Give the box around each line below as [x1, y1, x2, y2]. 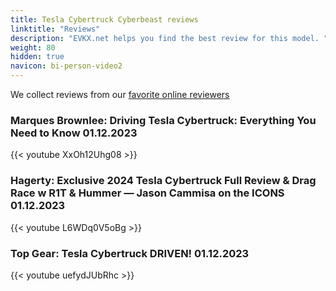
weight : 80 [10, 42, 56, 53]
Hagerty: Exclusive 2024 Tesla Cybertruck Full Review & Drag [10, 174, 317, 188]
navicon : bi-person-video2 [10, 61, 123, 71]
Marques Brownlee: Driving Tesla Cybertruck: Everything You [10, 113, 317, 127]
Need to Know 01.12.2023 [10, 126, 138, 140]
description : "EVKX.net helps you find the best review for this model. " [10, 33, 329, 43]
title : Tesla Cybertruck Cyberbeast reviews [10, 14, 199, 25]
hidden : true [10, 52, 65, 62]
